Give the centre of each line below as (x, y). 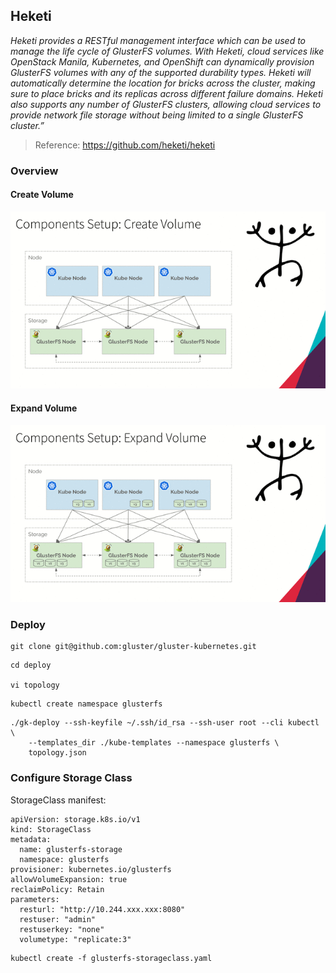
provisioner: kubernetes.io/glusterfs (91, 869)
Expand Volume (44, 408)
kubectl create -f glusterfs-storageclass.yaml (111, 958)
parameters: (35, 899)
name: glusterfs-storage (71, 849)
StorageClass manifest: (58, 800)
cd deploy (31, 665)
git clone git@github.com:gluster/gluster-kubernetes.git (133, 647)
